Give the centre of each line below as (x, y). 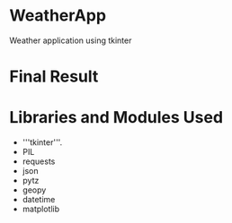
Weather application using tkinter (71, 40)
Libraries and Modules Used (116, 118)
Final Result (54, 77)
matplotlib (41, 209)
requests (39, 161)
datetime (39, 200)
